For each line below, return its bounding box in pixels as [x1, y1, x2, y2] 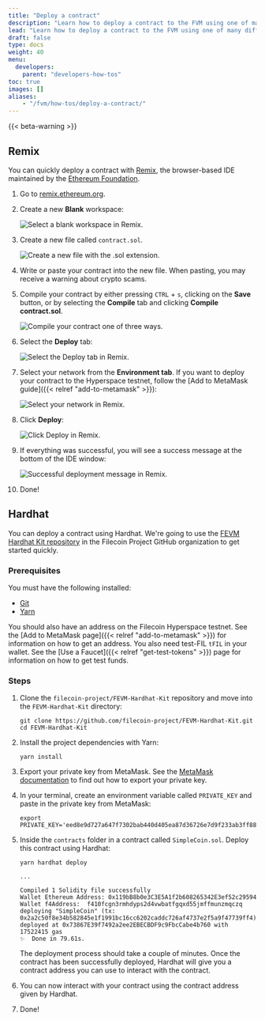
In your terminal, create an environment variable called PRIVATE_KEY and [19, 791, 252, 800]
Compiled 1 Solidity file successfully [19, 886, 151, 894]
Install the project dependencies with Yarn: [19, 738, 159, 747]
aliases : [8, 93, 37, 100]
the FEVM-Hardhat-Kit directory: [19, 701, 122, 712]
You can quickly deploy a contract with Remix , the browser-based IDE [8, 165, 235, 175]
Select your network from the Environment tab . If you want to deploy [19, 367, 245, 376]
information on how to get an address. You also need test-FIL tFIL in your [8, 639, 247, 648]
